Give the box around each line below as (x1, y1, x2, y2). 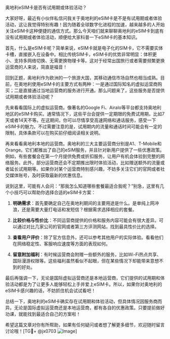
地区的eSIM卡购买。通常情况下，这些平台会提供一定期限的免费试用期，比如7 (5, 111, 165, 117)
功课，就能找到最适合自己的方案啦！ (5, 311, 81, 317)
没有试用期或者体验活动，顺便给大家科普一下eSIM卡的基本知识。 (5, 34, 140, 40)
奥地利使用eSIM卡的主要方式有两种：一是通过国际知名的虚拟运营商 (18, 81, 158, 87)
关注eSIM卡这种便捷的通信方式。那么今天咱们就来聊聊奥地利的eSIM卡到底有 (5, 28, 164, 34)
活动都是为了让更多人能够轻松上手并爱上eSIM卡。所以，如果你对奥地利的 (9, 281, 162, 287)
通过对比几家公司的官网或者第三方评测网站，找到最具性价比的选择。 (17, 223, 159, 230)
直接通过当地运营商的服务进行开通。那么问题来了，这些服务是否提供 (22, 88, 165, 93)
